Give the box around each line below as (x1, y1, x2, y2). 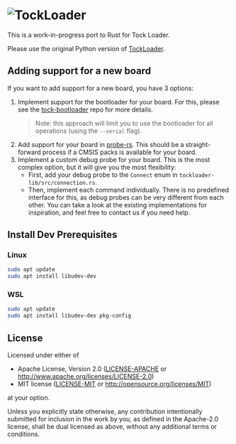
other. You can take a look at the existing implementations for (28, 200, 207, 209)
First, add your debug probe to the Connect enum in (28, 170, 179, 179)
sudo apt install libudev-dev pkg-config (7, 313, 132, 320)
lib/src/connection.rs (28, 179, 96, 186)
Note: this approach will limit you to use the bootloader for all (35, 119, 214, 127)
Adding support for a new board (7, 65, 151, 77)
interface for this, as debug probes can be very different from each (28, 193, 225, 202)
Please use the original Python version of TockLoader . (7, 44, 165, 53)
